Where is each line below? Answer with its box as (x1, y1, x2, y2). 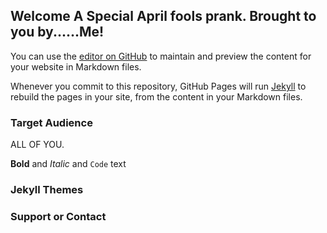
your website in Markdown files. (10, 60, 142, 73)
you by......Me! (10, 24, 105, 41)
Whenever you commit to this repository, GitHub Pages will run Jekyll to (10, 80, 307, 92)
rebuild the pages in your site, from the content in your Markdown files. (10, 90, 303, 103)
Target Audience (10, 115, 93, 129)
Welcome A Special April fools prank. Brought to (10, 8, 317, 25)
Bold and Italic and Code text (10, 158, 127, 170)
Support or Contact (10, 209, 107, 223)
